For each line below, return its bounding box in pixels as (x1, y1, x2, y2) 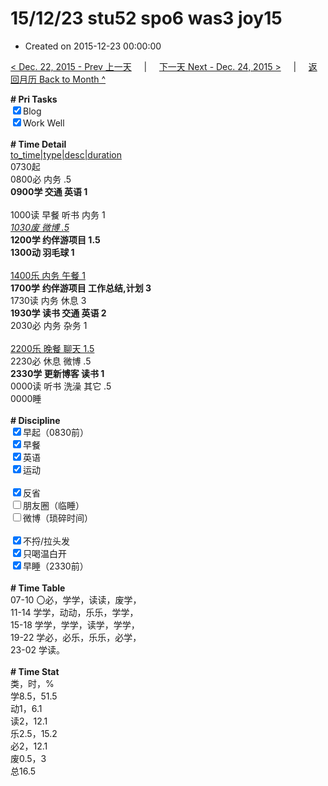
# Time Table (10, 582, 66, 594)
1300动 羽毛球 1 (10, 246, 75, 258)
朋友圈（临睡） (23, 499, 85, 511)
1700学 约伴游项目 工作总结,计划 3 (10, 282, 152, 294)
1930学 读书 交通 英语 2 (10, 307, 107, 319)
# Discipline (10, 414, 61, 426)
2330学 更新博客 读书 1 (10, 367, 105, 379)
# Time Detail (10, 138, 67, 150)
